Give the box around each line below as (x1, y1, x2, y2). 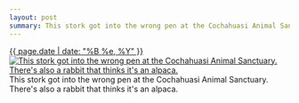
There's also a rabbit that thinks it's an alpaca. (9, 83, 179, 94)
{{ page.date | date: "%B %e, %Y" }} (9, 45, 144, 56)
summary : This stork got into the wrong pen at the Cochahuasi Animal (9, 21, 277, 30)
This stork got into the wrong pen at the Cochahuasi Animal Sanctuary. (9, 74, 269, 84)
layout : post (9, 12, 58, 22)
